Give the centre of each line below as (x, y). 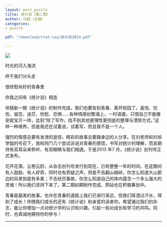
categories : (17, 24)
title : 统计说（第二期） (28, 14)
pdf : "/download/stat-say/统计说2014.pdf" (49, 37)
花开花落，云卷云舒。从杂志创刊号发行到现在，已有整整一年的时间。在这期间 (83, 166)
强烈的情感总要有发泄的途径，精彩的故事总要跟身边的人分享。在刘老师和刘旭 (83, 137)
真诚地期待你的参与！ (40, 214)
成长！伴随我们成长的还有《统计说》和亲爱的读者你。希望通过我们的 (83, 201)
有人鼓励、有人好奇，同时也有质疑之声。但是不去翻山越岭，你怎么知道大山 (81, 172)
